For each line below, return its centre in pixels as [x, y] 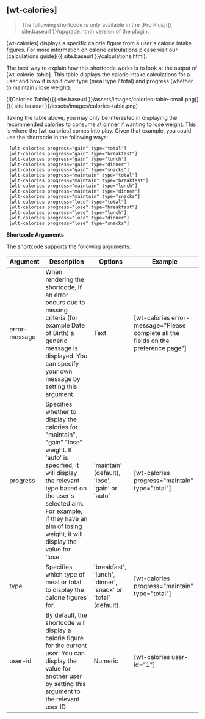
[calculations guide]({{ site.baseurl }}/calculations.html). [77, 56]
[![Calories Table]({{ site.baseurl [47, 99]
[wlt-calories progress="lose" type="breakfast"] [73, 207]
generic [56, 341]
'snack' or [108, 589]
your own [59, 371]
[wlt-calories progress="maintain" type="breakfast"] [79, 180]
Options [111, 261]
